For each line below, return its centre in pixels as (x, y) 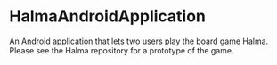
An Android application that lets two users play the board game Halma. (139, 41)
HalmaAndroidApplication (108, 16)
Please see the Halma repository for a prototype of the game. (122, 50)
